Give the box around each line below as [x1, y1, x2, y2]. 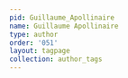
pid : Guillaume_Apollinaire [9, 13, 115, 22]
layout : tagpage [9, 47, 70, 56]
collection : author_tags [9, 55, 103, 64]
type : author [9, 30, 59, 39]
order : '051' [9, 38, 59, 48]
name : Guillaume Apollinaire [9, 22, 119, 30]
